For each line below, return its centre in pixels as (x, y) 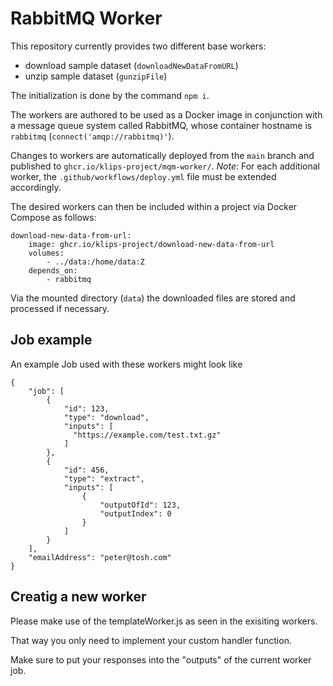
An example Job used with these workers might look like (126, 364)
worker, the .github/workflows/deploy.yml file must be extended (143, 176)
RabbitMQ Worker (86, 18)
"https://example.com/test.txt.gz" (147, 435)
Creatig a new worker (78, 597)
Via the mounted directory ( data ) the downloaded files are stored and (153, 298)
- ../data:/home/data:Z (95, 262)
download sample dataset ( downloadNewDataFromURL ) (131, 65)
